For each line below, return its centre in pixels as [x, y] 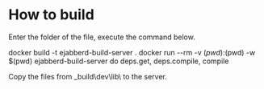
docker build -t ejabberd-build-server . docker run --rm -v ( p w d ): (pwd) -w [132, 52]
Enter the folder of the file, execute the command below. [102, 37]
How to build [51, 15]
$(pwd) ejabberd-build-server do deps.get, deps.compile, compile [119, 61]
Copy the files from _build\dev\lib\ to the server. [88, 76]
